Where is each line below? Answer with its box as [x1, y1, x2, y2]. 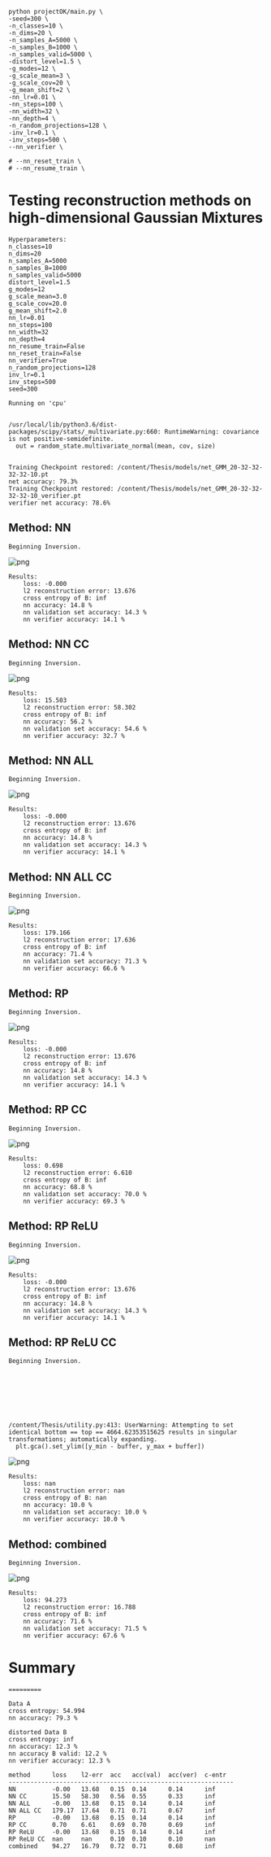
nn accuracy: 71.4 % [23, 950, 92, 959]
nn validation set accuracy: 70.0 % [23, 1190, 148, 1198]
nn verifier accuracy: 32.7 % [23, 732, 126, 740]
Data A [8, 1700, 31, 1708]
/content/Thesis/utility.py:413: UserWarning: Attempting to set [8, 1421, 234, 1430]
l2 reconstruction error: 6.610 [23, 1169, 132, 1177]
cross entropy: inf [8, 1736, 75, 1744]
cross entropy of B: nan [23, 1494, 107, 1502]
